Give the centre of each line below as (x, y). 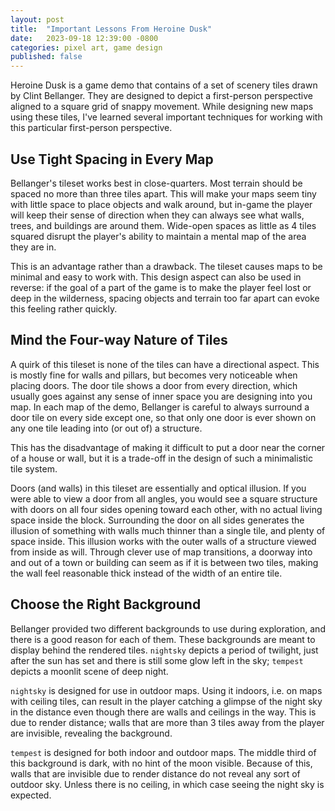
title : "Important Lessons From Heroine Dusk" (111, 29)
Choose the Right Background (106, 604)
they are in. (33, 247)
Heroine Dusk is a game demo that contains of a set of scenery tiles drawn (164, 85)
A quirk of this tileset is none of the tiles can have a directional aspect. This (165, 364)
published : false (46, 57)
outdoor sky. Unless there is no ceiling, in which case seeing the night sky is (167, 784)
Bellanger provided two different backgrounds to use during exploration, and (168, 628)
